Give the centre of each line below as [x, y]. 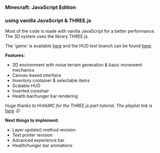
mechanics [23, 70]
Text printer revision [32, 135]
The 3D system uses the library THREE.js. [47, 36]
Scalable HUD [26, 86]
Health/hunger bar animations [42, 146]
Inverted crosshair [30, 91]
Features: [15, 55]
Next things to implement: [32, 120]
